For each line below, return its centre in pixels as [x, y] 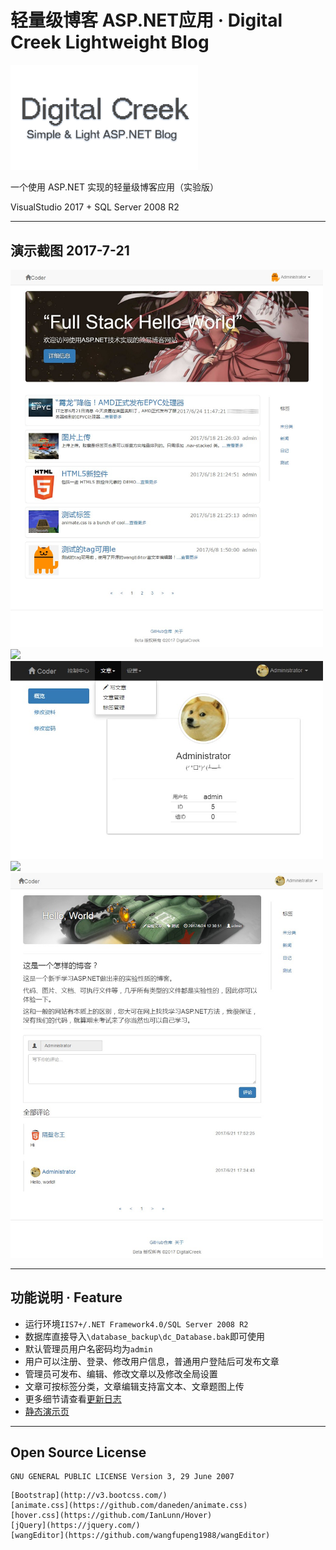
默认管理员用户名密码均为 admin [88, 1348]
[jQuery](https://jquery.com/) [75, 1526]
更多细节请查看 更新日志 [73, 1398]
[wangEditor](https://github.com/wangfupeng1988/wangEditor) [140, 1536]
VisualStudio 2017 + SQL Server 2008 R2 [95, 207]
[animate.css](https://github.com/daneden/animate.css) [129, 1506]
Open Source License [78, 1452]
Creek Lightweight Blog [110, 42]
